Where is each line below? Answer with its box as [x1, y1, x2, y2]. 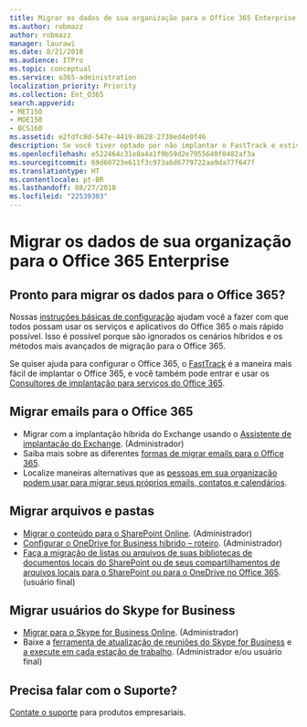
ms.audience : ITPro [9, 56, 84, 65]
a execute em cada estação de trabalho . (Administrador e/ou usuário [22, 647, 282, 658]
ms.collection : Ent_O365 [9, 90, 104, 99]
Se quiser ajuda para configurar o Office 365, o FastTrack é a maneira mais [9, 358, 292, 369]
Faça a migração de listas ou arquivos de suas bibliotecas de [22, 547, 253, 558]
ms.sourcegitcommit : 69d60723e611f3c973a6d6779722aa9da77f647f [9, 157, 256, 167]
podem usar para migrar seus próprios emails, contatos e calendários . [22, 476, 288, 487]
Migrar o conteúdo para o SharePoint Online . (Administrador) [22, 528, 253, 539]
